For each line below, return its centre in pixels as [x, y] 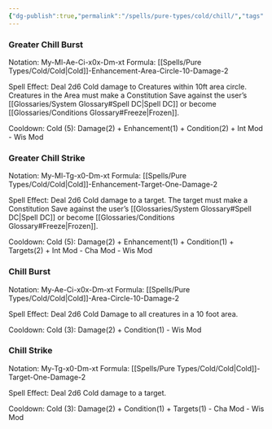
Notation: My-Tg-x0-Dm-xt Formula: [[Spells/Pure [92, 368]
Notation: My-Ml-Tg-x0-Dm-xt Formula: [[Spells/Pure [98, 176]
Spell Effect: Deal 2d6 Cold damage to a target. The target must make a [128, 200]
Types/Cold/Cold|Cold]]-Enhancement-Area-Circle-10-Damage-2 [118, 71]
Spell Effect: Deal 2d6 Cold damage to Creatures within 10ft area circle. [127, 86]
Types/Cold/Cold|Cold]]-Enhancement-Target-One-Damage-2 [113, 185]
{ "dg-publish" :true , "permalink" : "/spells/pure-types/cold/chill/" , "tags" [136, 16]
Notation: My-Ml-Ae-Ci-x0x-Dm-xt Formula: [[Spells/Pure [105, 62]
